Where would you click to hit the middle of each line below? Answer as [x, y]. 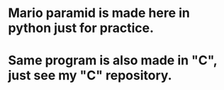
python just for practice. [81, 28]
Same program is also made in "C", [113, 61]
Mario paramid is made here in [99, 13]
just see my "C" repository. [90, 75]
